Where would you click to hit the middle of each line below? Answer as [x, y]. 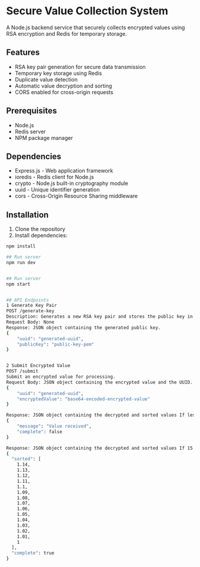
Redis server [30, 131]
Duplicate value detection [46, 79]
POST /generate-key [30, 311]
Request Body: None [30, 322]
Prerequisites [32, 111]
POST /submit [22, 371]
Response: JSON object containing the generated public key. [84, 328]
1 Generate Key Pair [32, 306]
